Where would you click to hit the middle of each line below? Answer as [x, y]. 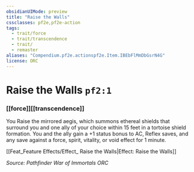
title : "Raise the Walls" [38, 17]
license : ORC [22, 61]
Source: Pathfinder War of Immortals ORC [57, 163]
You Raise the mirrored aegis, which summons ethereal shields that [88, 121]
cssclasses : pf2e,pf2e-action [43, 22]
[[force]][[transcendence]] [45, 108]
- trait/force [29, 34]
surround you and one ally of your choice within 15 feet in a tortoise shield [96, 127]
